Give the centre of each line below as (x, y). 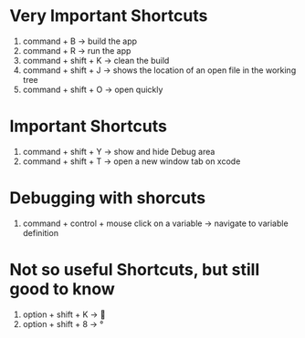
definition (41, 232)
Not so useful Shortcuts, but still (135, 270)
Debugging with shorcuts (108, 198)
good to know (63, 289)
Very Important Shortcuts (109, 16)
